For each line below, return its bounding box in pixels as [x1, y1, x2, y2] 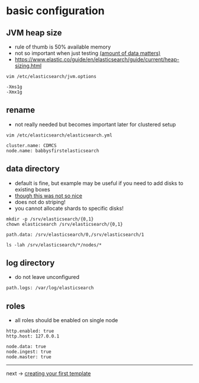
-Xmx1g [6, 89, 23, 95]
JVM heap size [6, 28, 62, 38]
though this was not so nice [14, 192, 83, 199]
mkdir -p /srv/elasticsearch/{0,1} [6, 216, 94, 222]
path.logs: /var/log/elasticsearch [6, 285, 94, 291]
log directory [6, 258, 55, 268]
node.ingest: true [6, 349, 52, 355]
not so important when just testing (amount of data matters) [14, 50, 161, 57]
